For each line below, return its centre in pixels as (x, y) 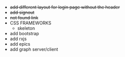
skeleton (26, 28)
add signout (22, 12)
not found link (24, 18)
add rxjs (18, 39)
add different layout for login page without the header (65, 7)
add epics (20, 44)
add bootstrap (24, 33)
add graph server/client (34, 49)
